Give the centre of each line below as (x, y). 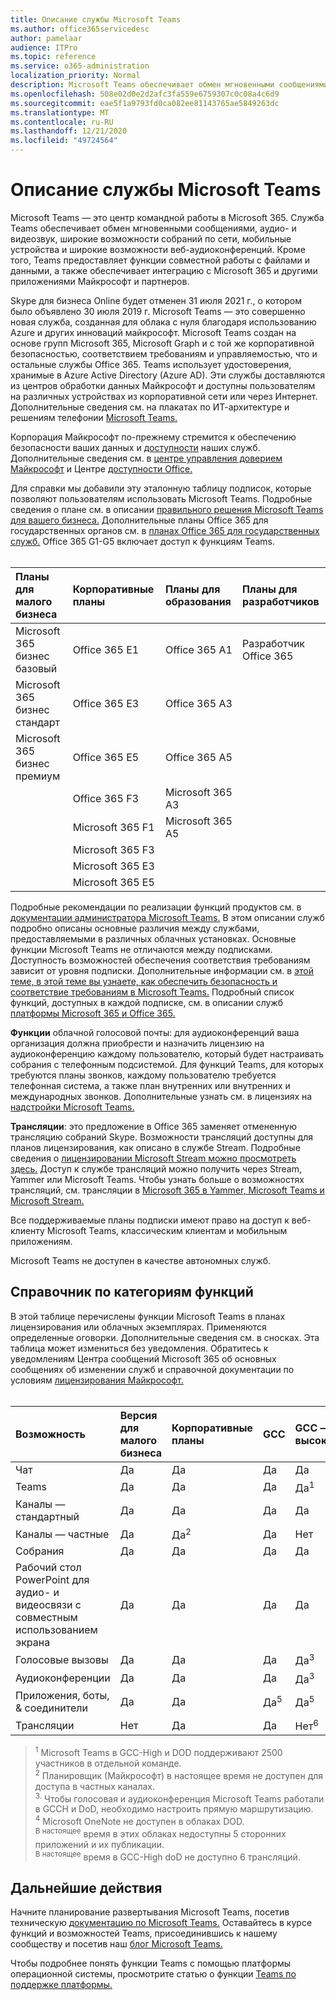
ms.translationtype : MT (60, 112)
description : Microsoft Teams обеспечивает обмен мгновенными (142, 85)
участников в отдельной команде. (108, 1763)
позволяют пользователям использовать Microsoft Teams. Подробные (161, 498)
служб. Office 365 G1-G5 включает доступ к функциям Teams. (142, 541)
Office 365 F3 (105, 798)
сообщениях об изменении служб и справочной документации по (152, 1369)
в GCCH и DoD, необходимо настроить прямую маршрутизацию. (174, 1809)
